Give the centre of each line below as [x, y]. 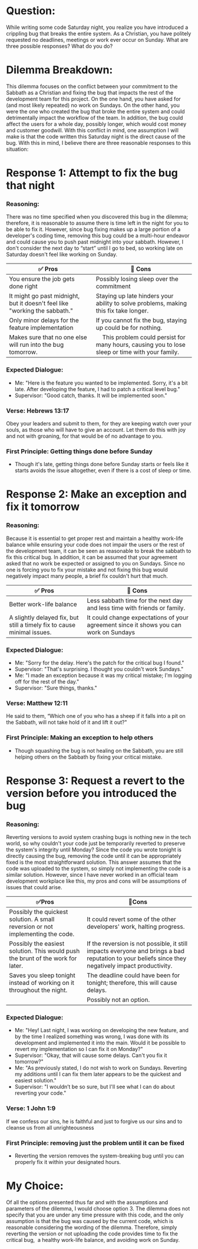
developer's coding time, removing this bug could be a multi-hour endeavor [98, 236]
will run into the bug [36, 345]
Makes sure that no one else [48, 337]
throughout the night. [38, 990]
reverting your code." [40, 1093]
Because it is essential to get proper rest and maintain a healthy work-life [95, 538]
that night [30, 186]
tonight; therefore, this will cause [132, 983]
